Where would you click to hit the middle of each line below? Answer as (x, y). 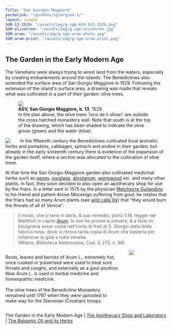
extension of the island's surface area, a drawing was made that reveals (81, 88)
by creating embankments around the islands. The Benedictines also (78, 77)
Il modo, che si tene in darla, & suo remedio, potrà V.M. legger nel (87, 215)
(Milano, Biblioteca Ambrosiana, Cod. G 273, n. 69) (71, 243)
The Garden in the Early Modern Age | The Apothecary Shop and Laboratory (86, 315)
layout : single (21, 20)
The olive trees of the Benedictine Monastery (53, 290)
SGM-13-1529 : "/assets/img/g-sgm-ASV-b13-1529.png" (61, 24)
